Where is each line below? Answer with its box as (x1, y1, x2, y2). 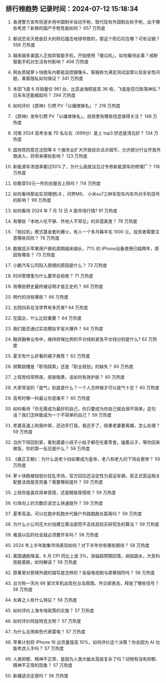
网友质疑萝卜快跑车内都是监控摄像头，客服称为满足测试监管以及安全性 (12, 69, 156, 75)
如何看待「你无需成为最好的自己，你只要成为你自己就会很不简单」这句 (12, 405, 156, 411)
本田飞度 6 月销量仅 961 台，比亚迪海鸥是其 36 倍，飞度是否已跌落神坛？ (12, 86, 161, 92)
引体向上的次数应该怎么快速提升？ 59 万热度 (12, 500, 103, 506)
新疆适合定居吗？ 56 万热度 (12, 673, 69, 679)
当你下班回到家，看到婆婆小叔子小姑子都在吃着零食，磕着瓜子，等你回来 (12, 439, 160, 445)
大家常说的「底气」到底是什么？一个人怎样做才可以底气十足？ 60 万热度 (12, 384, 160, 390)
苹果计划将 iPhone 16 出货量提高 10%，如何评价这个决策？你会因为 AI (12, 639, 155, 645)
